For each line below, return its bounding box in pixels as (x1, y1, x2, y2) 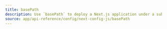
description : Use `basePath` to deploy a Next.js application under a (5, 12, 155, 17)
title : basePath (5, 7, 39, 12)
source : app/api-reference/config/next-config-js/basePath (5, 16, 130, 21)
